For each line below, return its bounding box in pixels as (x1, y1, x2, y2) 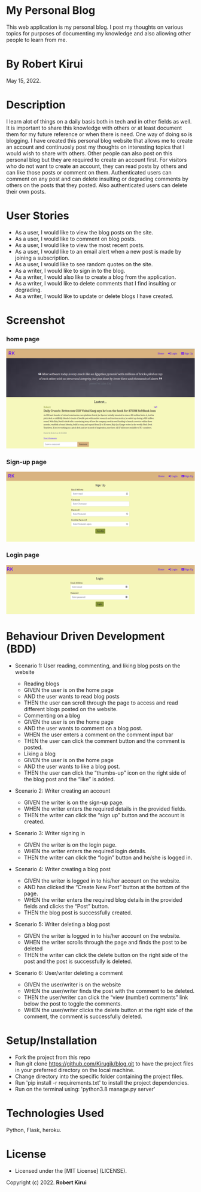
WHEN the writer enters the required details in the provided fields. (23, 805, 187, 812)
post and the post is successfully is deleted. (23, 958, 133, 965)
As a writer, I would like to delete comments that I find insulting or (14, 279, 176, 287)
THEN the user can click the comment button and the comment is (23, 737, 185, 744)
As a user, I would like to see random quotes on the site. (14, 260, 153, 267)
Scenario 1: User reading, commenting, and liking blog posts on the (14, 662, 181, 669)
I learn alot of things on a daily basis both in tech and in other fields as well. (6, 118, 192, 125)
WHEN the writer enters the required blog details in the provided (23, 896, 182, 903)
